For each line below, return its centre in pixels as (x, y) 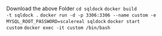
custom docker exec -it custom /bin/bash (58, 28)
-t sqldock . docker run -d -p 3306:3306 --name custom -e (81, 15)
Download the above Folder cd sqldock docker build (72, 9)
